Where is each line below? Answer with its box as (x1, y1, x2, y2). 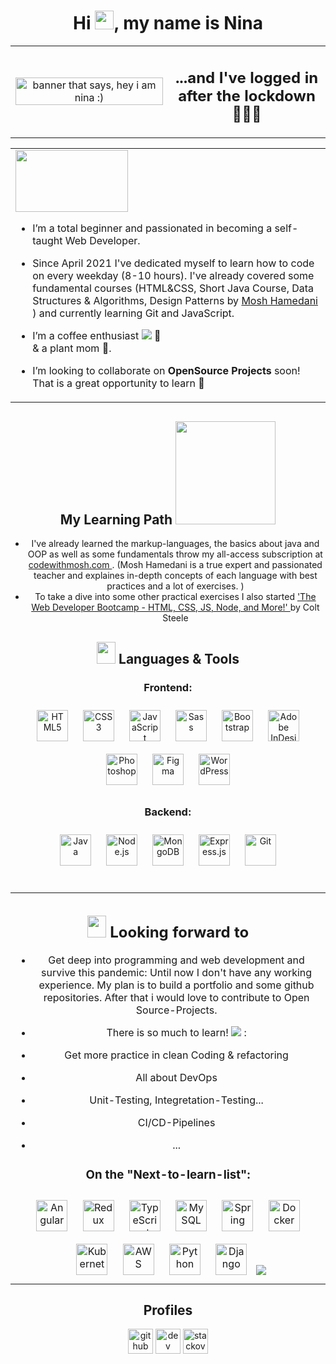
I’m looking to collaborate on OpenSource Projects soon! (32, 364, 301, 378)
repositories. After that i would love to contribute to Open (43, 990, 310, 1004)
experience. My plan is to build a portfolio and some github (38, 978, 315, 992)
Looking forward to (109, 922, 250, 942)
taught (32, 234, 63, 248)
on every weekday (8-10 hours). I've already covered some (32, 269, 315, 283)
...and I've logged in (174, 68, 319, 87)
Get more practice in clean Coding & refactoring (64, 1048, 289, 1062)
